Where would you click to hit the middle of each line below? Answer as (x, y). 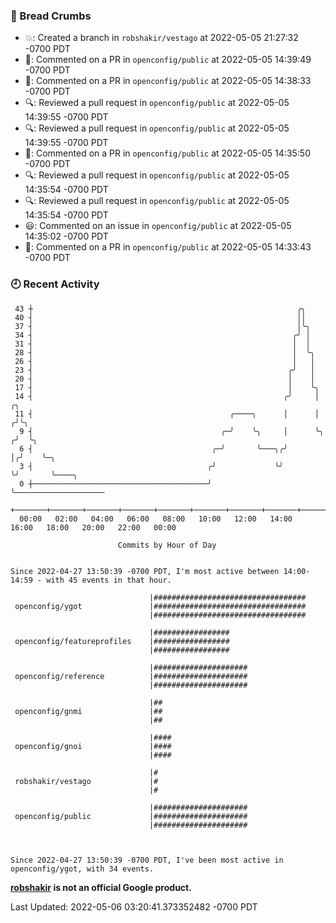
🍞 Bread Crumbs (51, 16)
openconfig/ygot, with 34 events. (82, 869)
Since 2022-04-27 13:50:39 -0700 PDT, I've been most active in (147, 860)
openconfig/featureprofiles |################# (122, 641)
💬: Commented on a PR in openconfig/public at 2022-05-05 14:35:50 (167, 153)
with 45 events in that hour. (109, 580)
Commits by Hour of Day (167, 545)
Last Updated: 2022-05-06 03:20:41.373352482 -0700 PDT (134, 906)
